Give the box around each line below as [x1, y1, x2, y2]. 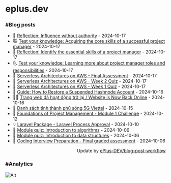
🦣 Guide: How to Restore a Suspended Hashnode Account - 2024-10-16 [12, 89, 164, 95]
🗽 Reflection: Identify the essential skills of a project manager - [12, 49, 145, 55]
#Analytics [5, 161, 33, 168]
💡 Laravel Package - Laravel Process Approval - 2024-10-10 [12, 121, 139, 128]
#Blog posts [5, 21, 36, 28]
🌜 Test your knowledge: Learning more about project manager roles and [12, 60, 165, 66]
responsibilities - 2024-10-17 [12, 67, 73, 74]
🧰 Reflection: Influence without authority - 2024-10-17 [12, 33, 126, 39]
